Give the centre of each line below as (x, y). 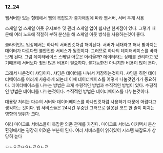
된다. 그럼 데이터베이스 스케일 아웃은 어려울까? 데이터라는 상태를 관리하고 (83, 57)
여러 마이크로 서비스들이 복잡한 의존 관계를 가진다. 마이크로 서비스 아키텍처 (76, 124)
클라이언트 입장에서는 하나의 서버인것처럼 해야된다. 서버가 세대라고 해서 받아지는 (81, 45)
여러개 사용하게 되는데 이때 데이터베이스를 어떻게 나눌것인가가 (85, 79)
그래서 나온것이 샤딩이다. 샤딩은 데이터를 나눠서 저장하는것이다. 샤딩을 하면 (76, 73)
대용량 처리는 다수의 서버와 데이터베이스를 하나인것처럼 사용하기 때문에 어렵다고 (81, 102)
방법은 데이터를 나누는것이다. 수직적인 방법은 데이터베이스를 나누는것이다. (80, 91)
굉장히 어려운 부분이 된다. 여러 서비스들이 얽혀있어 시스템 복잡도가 (89, 130)
